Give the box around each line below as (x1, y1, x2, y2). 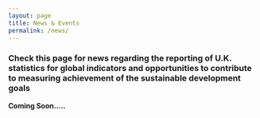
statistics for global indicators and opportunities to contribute (8, 63, 252, 74)
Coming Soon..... (8, 100, 66, 110)
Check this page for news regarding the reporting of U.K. (8, 53, 232, 64)
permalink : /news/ (8, 26, 69, 34)
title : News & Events (8, 19, 80, 27)
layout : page (8, 11, 52, 20)
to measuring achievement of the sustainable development (8, 73, 241, 84)
